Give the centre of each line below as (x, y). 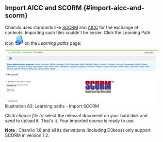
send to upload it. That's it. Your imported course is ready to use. (70, 121)
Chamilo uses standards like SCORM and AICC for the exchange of (72, 27)
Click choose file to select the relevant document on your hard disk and (76, 115)
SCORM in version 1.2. (27, 135)
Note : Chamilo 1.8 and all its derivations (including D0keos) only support (78, 130)
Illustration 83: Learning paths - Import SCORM (52, 106)
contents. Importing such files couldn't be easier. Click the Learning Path (78, 32)
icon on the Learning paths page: (43, 43)
